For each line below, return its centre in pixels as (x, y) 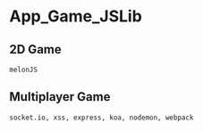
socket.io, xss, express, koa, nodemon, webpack (101, 118)
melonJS (24, 70)
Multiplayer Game (60, 97)
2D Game (35, 49)
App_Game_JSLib (76, 16)
